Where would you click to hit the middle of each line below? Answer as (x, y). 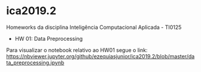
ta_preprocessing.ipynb (35, 63)
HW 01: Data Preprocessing (49, 38)
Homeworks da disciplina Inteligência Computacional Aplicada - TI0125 (94, 27)
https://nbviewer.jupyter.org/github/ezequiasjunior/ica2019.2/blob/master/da (100, 56)
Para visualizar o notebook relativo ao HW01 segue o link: (77, 50)
